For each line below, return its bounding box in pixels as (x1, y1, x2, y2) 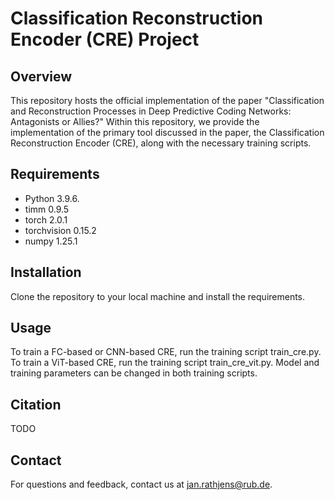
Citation (10, 396, 62, 413)
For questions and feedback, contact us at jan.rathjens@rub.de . (10, 478, 273, 491)
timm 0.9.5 (24, 203, 70, 215)
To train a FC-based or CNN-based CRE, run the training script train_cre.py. (10, 346, 322, 358)
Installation (10, 264, 82, 281)
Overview (10, 68, 73, 85)
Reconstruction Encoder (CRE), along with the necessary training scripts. (10, 137, 312, 149)
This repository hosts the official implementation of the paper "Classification (10, 95, 325, 106)
